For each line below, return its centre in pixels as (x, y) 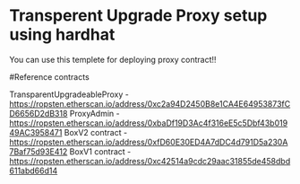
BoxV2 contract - (96, 132)
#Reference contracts (49, 76)
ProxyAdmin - (94, 113)
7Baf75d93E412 (39, 151)
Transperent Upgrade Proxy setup (138, 16)
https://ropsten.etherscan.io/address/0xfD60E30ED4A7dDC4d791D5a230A (149, 142)
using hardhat (62, 35)
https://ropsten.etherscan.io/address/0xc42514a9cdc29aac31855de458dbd (150, 161)
